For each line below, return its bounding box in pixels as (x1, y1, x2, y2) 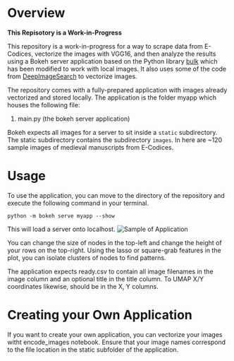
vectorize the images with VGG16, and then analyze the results (35, 49, 216, 58)
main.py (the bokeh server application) (17, 114, 130, 123)
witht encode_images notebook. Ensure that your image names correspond (7, 338, 226, 346)
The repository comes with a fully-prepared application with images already (7, 85, 228, 94)
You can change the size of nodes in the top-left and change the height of (7, 238, 222, 247)
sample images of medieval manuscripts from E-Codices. (7, 143, 174, 151)
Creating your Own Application (7, 307, 192, 323)
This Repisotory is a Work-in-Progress (7, 28, 122, 37)
